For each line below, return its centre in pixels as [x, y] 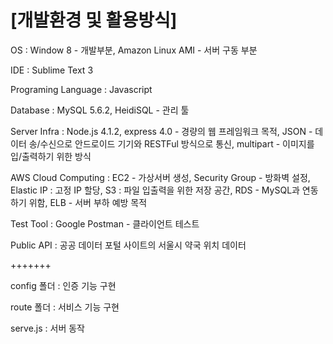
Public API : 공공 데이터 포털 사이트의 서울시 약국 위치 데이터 [128, 245]
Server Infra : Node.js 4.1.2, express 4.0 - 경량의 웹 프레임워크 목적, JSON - [161, 131]
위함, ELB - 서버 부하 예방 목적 [88, 202]
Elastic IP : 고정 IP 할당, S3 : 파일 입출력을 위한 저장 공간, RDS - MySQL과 [155, 190]
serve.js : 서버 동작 [47, 328]
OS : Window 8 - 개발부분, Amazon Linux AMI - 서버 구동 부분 [134, 50]
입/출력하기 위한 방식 [51, 156]
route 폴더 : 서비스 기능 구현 [65, 307]
